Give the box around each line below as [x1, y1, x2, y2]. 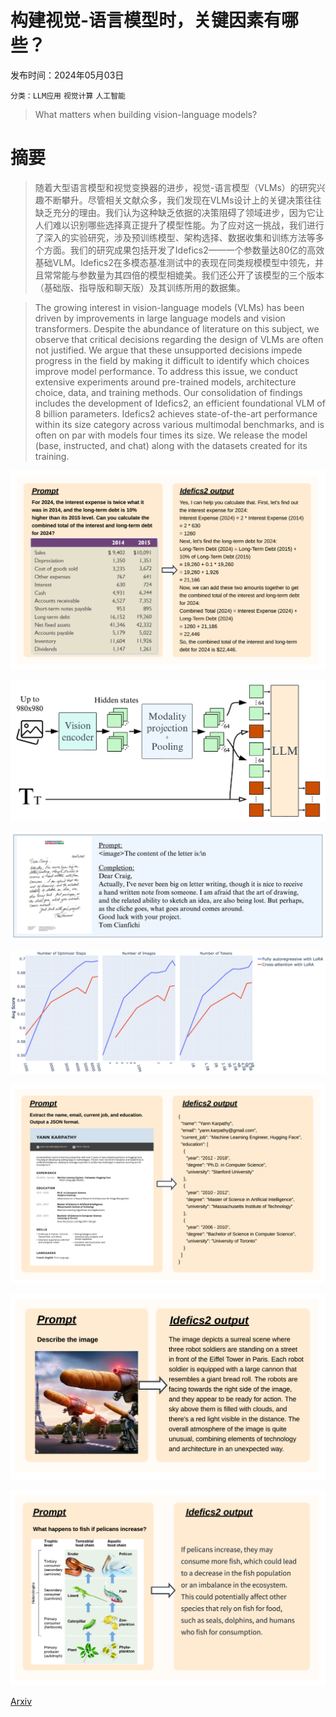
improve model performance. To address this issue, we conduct [34, 365, 298, 377]
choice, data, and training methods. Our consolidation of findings [34, 386, 303, 398]
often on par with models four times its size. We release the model [34, 429, 308, 441]
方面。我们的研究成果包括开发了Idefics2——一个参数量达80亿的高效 [43, 244, 325, 256]
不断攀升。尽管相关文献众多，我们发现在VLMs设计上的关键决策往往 [43, 194, 322, 206]
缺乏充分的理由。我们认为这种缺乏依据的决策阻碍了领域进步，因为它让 [34, 206, 325, 218]
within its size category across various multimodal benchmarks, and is [34, 418, 325, 430]
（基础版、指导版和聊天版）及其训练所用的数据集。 [34, 281, 246, 293]
